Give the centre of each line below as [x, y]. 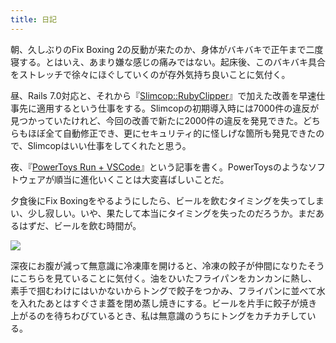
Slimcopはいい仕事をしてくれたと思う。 [109, 145]
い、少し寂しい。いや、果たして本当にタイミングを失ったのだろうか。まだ [163, 213]
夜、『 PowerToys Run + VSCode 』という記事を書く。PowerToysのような [159, 167]
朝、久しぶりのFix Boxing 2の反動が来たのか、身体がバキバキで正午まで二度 [167, 49]
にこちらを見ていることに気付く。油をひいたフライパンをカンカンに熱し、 [164, 278]
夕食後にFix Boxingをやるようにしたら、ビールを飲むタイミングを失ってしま [167, 200]
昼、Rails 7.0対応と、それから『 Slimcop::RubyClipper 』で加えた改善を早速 [163, 95]
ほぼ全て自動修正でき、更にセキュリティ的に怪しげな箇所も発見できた [172, 133]
